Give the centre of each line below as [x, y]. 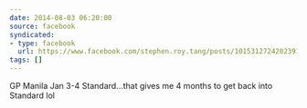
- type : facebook [42, 43]
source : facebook [42, 26]
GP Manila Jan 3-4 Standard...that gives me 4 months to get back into [141, 86]
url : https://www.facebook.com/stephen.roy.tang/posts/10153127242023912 [161, 52]
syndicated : [32, 34]
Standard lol [32, 95]
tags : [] [26, 60]
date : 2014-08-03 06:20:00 [61, 18]
